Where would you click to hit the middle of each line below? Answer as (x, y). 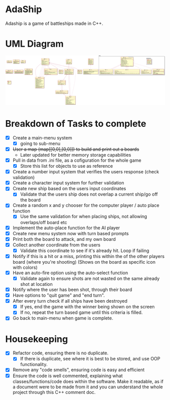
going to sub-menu (40, 143)
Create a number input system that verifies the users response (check (86, 172)
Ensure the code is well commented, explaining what (67, 376)
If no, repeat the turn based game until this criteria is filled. (81, 312)
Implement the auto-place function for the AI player (66, 228)
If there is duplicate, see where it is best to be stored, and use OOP (90, 359)
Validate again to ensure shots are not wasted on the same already (90, 278)
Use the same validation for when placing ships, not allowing (83, 216)
